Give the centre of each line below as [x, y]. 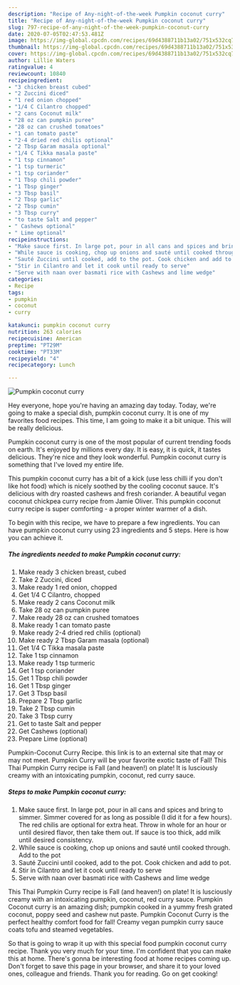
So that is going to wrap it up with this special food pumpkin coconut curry [118, 944]
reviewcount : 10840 [37, 73]
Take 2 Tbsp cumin [47, 709]
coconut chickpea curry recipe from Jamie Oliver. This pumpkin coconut [115, 501]
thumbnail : [24, 47]
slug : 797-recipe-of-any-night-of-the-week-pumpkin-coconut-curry [109, 27]
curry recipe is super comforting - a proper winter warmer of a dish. [108, 509]
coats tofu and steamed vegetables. [61, 930]
